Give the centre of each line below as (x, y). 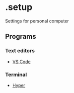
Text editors (20, 51)
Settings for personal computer (37, 21)
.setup (19, 7)
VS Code (21, 62)
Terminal (16, 75)
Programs (21, 37)
